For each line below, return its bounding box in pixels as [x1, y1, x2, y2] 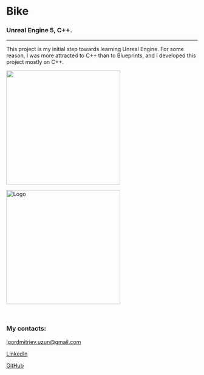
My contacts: [6, 324, 47, 333]
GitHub [6, 362, 24, 369]
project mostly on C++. [6, 58, 64, 66]
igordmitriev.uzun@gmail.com [6, 338, 81, 345]
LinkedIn [6, 350, 28, 357]
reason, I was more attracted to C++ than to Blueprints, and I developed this [6, 52, 196, 59]
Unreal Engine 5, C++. [6, 26, 73, 35]
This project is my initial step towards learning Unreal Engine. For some [6, 46, 184, 53]
